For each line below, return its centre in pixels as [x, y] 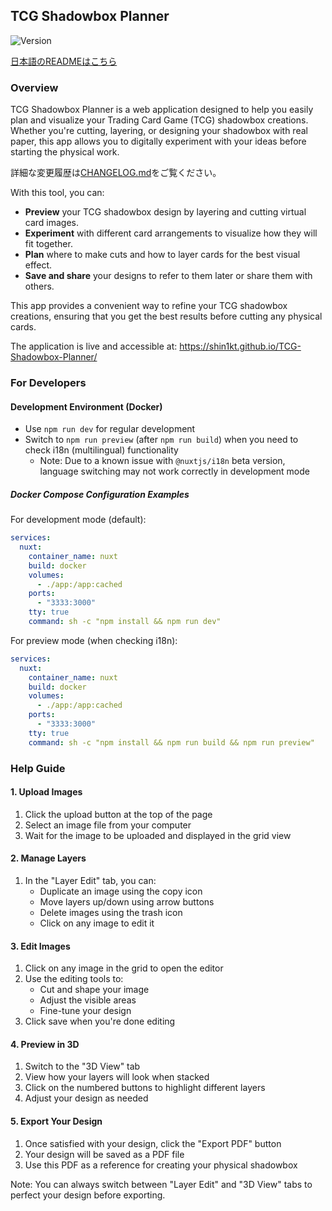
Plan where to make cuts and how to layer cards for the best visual [162, 255]
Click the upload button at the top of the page [118, 814]
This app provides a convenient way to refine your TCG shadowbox [149, 306]
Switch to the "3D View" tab [82, 1066]
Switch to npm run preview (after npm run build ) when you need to [161, 440]
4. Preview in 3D [45, 1044]
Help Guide [38, 768]
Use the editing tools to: [74, 979]
